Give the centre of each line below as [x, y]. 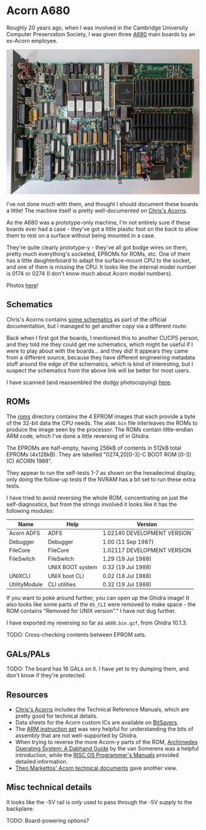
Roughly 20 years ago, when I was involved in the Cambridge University [97, 28]
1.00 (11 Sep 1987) [128, 542]
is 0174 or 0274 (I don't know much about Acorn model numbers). [90, 273]
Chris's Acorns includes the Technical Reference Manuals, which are [102, 709]
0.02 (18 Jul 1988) [127, 576]
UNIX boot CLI [66, 576]
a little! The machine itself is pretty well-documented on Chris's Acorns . [97, 210]
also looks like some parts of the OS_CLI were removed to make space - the [101, 604]
